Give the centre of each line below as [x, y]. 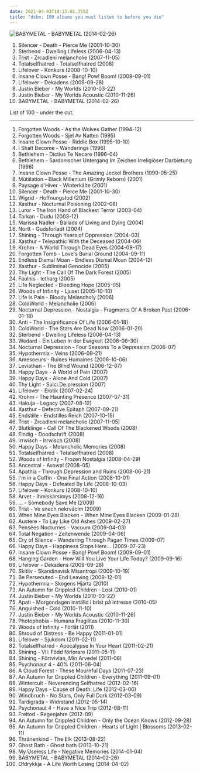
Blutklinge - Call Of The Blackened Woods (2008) [77, 427]
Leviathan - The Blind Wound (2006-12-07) [70, 365]
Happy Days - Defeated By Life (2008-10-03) [73, 484]
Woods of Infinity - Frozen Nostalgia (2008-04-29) [79, 459]
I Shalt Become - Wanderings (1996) [62, 148]
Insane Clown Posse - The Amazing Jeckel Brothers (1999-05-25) [98, 173]
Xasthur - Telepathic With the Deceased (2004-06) [80, 241]
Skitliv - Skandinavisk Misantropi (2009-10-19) [74, 571]
